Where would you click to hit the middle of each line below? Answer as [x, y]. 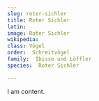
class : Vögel [26, 46]
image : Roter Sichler [39, 33]
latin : [17, 26]
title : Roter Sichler [39, 20]
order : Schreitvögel [39, 53]
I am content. [26, 91]
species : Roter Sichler [43, 65]
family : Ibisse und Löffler [49, 59]
